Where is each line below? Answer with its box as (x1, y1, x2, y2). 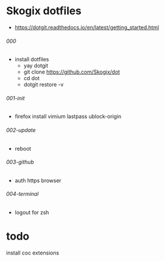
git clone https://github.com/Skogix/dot (23, 68, 120, 75)
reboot (14, 145, 31, 152)
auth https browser (14, 177, 62, 184)
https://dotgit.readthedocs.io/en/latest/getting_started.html (14, 24, 159, 31)
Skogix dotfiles (6, 4, 82, 18)
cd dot (23, 75, 40, 82)
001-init (6, 94, 25, 101)
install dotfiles (14, 56, 49, 63)
